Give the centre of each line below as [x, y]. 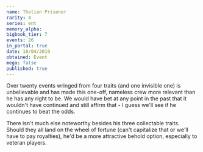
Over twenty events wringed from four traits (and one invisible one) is [94, 86]
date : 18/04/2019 [28, 52]
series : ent [21, 23]
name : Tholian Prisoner [37, 12]
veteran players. [27, 143]
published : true [27, 68]
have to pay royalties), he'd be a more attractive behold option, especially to [102, 136]
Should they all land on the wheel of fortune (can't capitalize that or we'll [98, 130]
